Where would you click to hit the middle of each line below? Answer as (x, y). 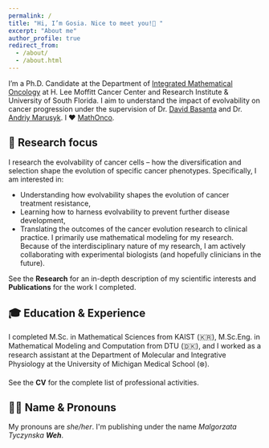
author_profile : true (45, 38)
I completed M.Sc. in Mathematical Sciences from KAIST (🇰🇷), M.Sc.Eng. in (134, 336)
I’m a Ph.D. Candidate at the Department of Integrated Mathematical (120, 83)
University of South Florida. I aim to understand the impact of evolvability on (134, 100)
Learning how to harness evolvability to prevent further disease (125, 212)
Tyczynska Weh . (36, 435)
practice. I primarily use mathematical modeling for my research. (127, 237)
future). (33, 263)
